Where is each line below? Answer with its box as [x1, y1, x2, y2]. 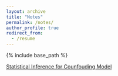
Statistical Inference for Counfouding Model [6, 63, 112, 70]
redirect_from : [6, 30, 43, 36]
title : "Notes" [6, 14, 43, 20]
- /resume [11, 36, 35, 42]
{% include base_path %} [6, 52, 68, 58]
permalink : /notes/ [6, 19, 54, 25]
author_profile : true [6, 25, 59, 31]
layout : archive [6, 8, 46, 15]
